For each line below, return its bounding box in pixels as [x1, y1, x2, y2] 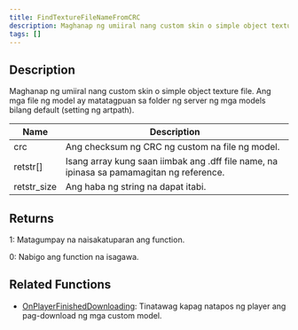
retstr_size [13, 181, 58, 193]
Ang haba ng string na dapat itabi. [65, 181, 207, 193]
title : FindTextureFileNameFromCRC [9, 12, 141, 22]
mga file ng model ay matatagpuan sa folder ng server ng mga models [9, 95, 266, 106]
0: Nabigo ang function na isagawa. [9, 252, 139, 262]
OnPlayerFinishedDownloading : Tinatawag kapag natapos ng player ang [21, 301, 286, 311]
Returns [9, 210, 55, 226]
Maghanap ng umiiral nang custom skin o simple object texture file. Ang [9, 86, 272, 97]
